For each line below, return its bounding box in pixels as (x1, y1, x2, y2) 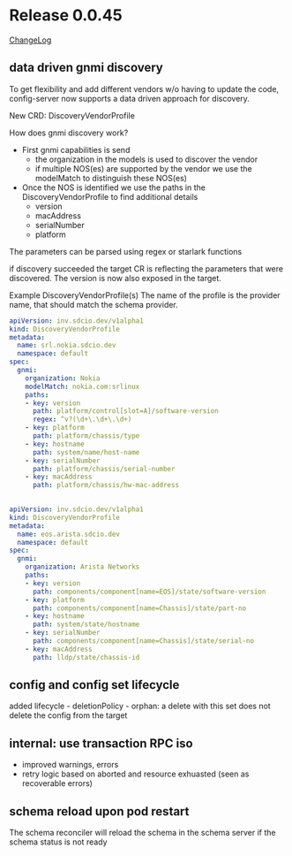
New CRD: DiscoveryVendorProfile (9, 110, 135, 120)
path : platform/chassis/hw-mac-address (32, 481, 179, 490)
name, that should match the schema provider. (9, 299, 178, 310)
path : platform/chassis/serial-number (32, 464, 176, 473)
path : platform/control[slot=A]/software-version (32, 407, 219, 416)
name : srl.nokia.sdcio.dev (17, 341, 116, 350)
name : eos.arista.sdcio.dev (17, 530, 121, 539)
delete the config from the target (9, 710, 128, 721)
